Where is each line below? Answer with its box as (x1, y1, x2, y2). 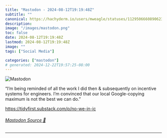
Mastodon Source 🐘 (5, 117, 46, 123)
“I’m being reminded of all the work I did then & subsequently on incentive (5, 85, 157, 92)
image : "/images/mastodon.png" (5, 26, 70, 31)
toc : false (5, 30, 28, 35)
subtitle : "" (5, 12, 32, 17)
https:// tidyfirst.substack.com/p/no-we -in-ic (5, 106, 96, 112)
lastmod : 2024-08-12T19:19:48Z (5, 40, 70, 45)
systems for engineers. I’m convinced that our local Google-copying (5, 91, 145, 97)
